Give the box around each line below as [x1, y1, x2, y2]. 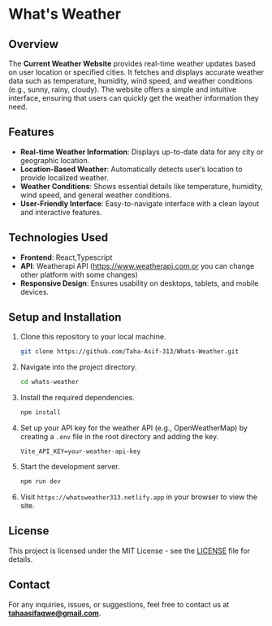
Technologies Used [8, 231, 108, 244]
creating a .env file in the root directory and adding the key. [19, 432, 219, 442]
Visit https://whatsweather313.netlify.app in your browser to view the [19, 492, 258, 502]
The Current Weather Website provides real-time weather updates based [8, 58, 256, 68]
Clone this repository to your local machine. [19, 332, 166, 342]
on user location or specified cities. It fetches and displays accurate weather [8, 67, 265, 77]
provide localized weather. [19, 172, 110, 183]
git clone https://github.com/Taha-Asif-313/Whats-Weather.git [19, 348, 240, 356]
